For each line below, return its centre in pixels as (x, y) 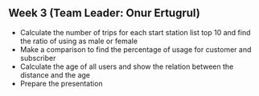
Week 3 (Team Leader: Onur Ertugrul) (105, 13)
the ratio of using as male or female (79, 41)
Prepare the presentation (61, 83)
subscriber (38, 58)
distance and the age (55, 74)
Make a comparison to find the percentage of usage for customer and (136, 49)
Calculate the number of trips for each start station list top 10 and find (135, 32)
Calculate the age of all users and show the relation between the (127, 66)
